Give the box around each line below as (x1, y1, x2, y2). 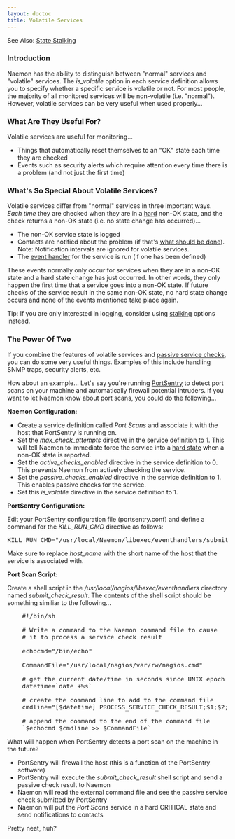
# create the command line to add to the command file (22, 696, 215, 704)
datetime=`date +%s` (22, 682, 92, 690)
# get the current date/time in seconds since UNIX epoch (22, 675, 225, 683)
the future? (7, 744, 39, 753)
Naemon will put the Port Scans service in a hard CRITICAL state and (17, 803, 217, 811)
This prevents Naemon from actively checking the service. (17, 465, 186, 473)
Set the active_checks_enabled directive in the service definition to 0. (17, 458, 218, 466)
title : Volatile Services (7, 17, 83, 24)
